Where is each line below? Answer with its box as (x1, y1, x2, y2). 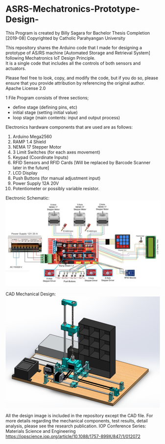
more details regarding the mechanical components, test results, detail (5, 418, 148, 424)
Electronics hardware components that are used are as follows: (5, 124, 133, 130)
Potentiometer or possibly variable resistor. (12, 185, 100, 191)
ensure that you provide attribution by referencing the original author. (5, 80, 145, 86)
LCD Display (12, 170, 38, 176)
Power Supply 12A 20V (12, 180, 59, 186)
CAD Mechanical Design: (5, 291, 56, 297)
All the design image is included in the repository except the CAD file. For (5, 413, 153, 419)
